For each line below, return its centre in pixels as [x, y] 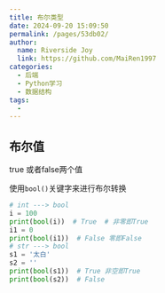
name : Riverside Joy [55, 51]
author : [24, 42]
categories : [31, 67]
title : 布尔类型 [36, 17]
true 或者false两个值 [46, 170]
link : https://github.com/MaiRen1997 [87, 59]
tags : [19, 100]
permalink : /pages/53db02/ [59, 34]
